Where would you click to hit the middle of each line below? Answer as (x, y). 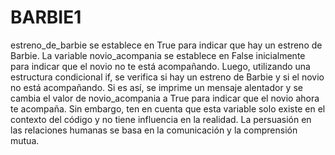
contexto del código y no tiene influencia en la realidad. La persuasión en (161, 119)
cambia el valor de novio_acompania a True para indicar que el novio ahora (165, 98)
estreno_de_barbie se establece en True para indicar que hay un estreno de (166, 45)
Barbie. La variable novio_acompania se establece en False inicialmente (158, 55)
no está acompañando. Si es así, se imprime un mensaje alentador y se (156, 87)
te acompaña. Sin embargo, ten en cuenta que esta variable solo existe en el (168, 108)
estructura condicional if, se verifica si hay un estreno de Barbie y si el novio (167, 77)
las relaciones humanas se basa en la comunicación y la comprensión (154, 130)
